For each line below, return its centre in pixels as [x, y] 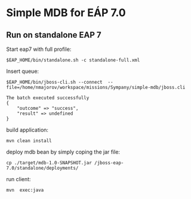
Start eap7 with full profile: [39, 49]
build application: [27, 130]
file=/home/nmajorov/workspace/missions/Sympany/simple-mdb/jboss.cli [96, 87]
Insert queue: [23, 71]
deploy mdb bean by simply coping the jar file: [63, 152]
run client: [19, 179]
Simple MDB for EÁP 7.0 [66, 13]
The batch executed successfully [48, 98]
